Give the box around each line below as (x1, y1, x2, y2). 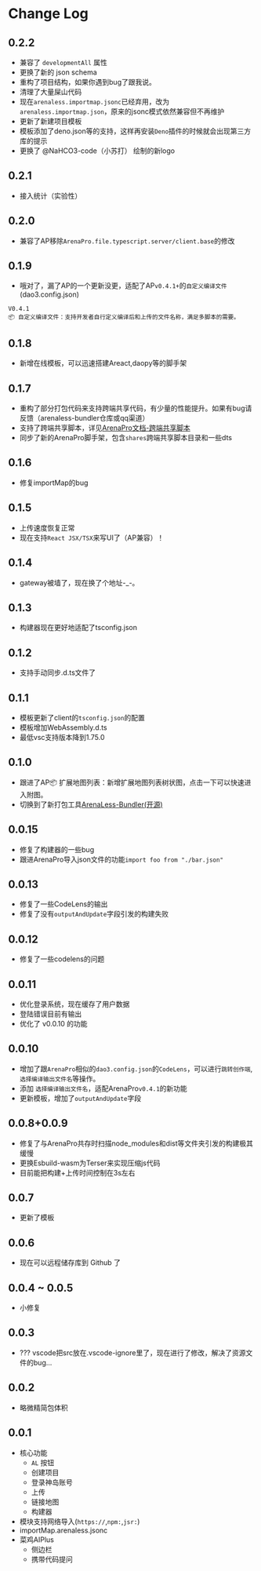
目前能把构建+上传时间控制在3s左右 (19, 1168, 136, 1177)
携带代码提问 (31, 1555, 73, 1564)
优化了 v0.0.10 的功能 (19, 1019, 88, 1028)
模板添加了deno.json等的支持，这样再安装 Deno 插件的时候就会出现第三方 (19, 126, 252, 136)
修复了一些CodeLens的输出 (19, 899, 108, 909)
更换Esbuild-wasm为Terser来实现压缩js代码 (19, 1158, 161, 1168)
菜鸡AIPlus (19, 1535, 55, 1544)
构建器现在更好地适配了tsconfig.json (19, 623, 137, 632)
